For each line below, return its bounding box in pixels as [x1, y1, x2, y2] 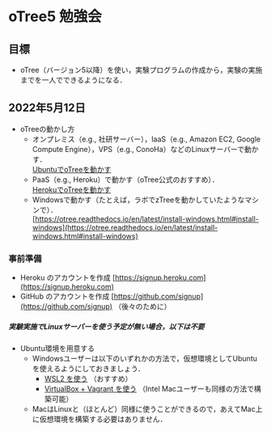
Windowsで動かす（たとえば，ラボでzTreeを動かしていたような [32, 195, 245, 205]
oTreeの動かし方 [19, 124, 75, 133]
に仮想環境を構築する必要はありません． [32, 414, 167, 425]
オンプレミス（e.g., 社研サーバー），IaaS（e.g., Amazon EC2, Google [32, 134, 261, 144]
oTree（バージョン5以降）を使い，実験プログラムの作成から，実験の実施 [19, 65, 263, 74]
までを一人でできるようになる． [19, 75, 127, 85]
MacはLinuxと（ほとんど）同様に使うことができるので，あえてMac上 [32, 404, 263, 414]
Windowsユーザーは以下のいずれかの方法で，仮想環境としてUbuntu [32, 353, 257, 364]
